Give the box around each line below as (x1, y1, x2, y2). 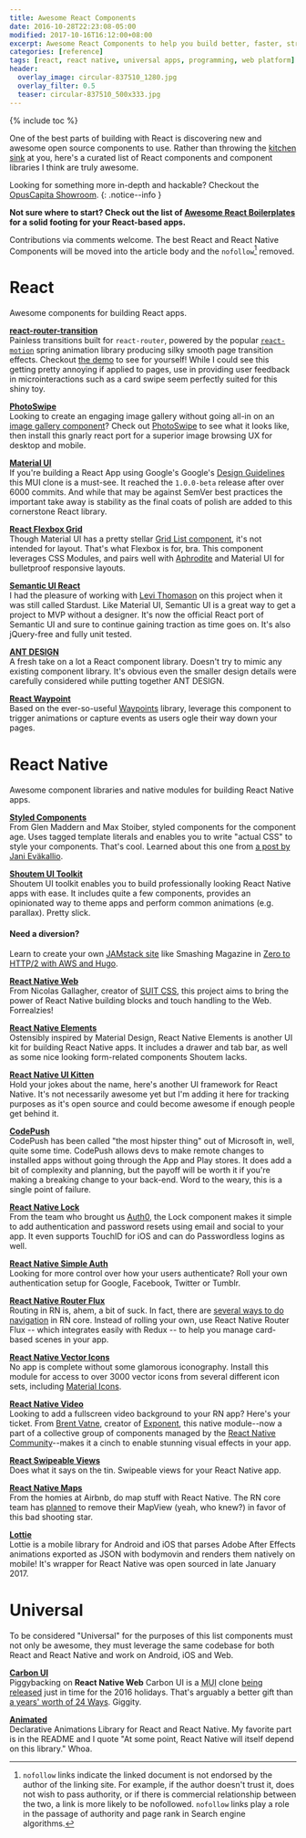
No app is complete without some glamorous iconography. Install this (9, 1361, 269, 1372)
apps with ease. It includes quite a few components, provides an (9, 887, 251, 899)
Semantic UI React (9, 581, 81, 592)
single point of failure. (9, 1184, 91, 1195)
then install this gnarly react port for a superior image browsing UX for (9, 430, 273, 441)
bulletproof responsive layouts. (9, 562, 126, 573)
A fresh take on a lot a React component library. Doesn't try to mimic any (9, 656, 282, 667)
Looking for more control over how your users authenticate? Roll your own (9, 1268, 288, 1279)
